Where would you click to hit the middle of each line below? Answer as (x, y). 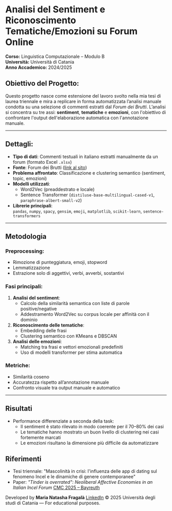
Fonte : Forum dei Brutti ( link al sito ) (50, 167)
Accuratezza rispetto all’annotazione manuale (61, 382)
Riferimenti (24, 459)
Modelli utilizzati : (31, 184)
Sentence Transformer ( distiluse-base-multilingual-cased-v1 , (88, 195)
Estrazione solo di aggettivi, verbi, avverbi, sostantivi (68, 273)
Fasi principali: (24, 287)
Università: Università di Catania (40, 62)
